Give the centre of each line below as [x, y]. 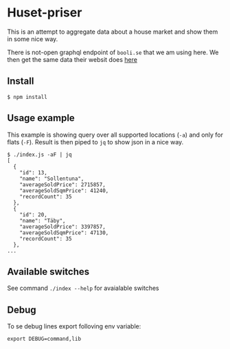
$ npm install [27, 97]
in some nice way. [33, 38]
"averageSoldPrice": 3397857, [63, 227]
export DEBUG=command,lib [44, 339]
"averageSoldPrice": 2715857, [63, 184]
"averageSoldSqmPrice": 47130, [64, 233]
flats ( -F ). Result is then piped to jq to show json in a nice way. [95, 142]
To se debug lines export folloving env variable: [74, 326]
